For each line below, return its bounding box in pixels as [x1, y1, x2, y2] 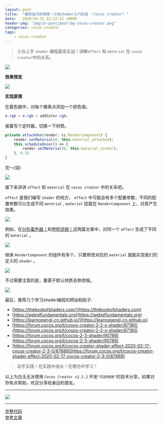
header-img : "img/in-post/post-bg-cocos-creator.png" [5, 20, 116, 26]
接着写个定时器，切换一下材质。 [5, 123, 69, 129]
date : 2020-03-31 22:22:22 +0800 [5, 16, 77, 21]
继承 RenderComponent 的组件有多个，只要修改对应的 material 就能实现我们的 [5, 252, 158, 257]
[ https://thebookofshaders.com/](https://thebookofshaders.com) [12, 307, 142, 312]
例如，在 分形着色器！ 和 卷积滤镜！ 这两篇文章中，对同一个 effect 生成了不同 [5, 226, 157, 232]
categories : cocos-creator [5, 25, 60, 30]
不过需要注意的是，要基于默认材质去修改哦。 [5, 277, 95, 283]
